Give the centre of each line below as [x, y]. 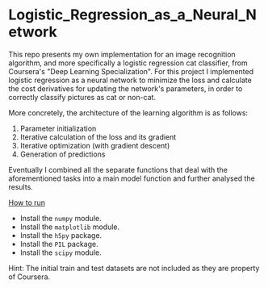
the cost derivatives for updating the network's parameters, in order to [126, 88]
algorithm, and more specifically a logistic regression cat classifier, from [128, 63]
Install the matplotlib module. [70, 227]
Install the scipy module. [61, 253]
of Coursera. [29, 277]
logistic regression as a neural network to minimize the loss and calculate [130, 80]
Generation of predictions [63, 154]
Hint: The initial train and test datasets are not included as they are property [134, 268]
